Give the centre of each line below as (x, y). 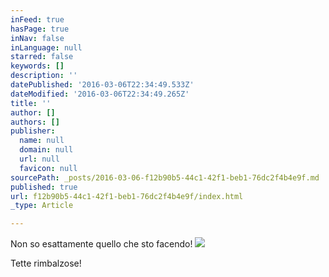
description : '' (44, 76)
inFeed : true (37, 19)
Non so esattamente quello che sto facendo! (101, 244)
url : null (39, 159)
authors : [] (35, 122)
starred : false (42, 57)
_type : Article (42, 206)
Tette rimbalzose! (46, 263)
